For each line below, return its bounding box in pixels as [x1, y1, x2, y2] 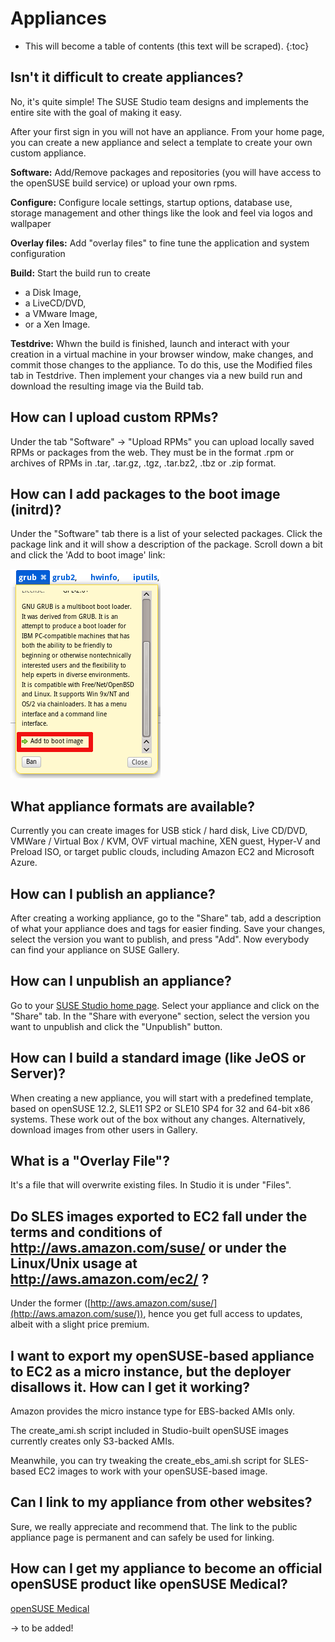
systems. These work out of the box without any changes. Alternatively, [10, 1113, 306, 1125]
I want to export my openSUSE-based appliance [10, 1347, 315, 1364]
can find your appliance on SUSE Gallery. [10, 944, 180, 956]
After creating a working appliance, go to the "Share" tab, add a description [10, 912, 322, 924]
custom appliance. [10, 147, 87, 159]
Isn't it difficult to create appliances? [10, 69, 244, 86]
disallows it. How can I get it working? [10, 1378, 251, 1396]
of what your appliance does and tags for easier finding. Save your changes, [10, 923, 326, 934]
